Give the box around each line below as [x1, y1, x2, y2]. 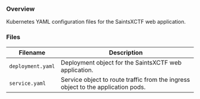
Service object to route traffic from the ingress [60, 75, 190, 84]
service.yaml [9, 79, 46, 87]
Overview [6, 5, 35, 13]
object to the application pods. [60, 82, 146, 91]
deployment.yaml [9, 63, 55, 69]
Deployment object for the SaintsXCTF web [60, 58, 182, 66]
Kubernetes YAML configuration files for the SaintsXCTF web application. [6, 18, 186, 25]
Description [109, 48, 143, 56]
